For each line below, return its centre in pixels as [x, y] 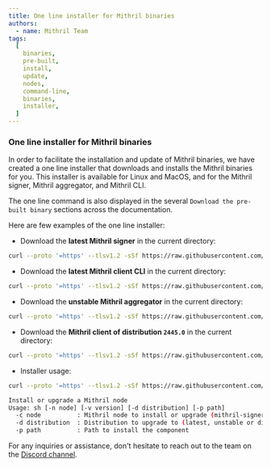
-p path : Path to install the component [102, 431]
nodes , [34, 83]
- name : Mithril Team [52, 31]
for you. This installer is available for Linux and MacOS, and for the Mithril [130, 177]
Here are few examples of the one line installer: [87, 225]
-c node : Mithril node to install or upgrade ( [115, 415]
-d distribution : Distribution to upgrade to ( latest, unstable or [135, 423]
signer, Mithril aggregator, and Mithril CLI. [77, 185]
